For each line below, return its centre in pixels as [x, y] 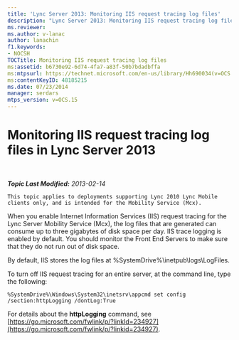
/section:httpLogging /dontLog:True [62, 301]
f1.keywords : [27, 47]
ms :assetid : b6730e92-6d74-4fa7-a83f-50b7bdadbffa [84, 67]
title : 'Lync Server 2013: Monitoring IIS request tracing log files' [114, 14]
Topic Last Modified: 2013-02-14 [57, 184]
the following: [27, 281]
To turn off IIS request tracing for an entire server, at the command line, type [119, 274]
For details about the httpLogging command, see [79, 314]
